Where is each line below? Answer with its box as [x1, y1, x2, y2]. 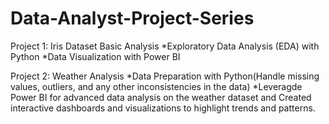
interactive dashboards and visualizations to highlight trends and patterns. [10, 102, 316, 114]
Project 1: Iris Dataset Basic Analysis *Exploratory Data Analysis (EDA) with [10, 40, 320, 52]
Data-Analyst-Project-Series [10, 7, 255, 30]
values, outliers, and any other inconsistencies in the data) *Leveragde [10, 80, 303, 92]
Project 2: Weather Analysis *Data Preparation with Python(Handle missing [10, 70, 320, 82]
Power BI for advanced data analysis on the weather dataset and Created [10, 91, 312, 103]
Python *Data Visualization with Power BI [10, 50, 181, 62]
